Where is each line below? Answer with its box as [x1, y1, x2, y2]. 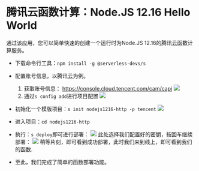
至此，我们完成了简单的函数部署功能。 [14, 158, 110, 166]
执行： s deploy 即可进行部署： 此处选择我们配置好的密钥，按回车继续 [14, 130, 193, 138]
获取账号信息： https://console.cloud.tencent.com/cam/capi [23, 85, 173, 92]
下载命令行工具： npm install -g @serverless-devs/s [14, 59, 146, 67]
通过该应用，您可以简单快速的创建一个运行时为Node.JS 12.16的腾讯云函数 [6, 39, 188, 46]
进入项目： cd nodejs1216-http [14, 118, 90, 125]
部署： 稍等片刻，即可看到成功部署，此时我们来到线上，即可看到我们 [14, 138, 192, 145]
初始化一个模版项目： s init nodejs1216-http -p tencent [14, 105, 157, 112]
